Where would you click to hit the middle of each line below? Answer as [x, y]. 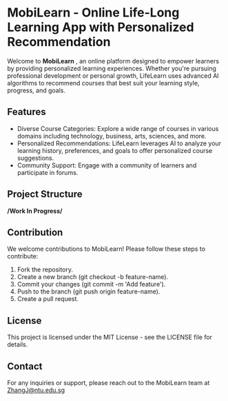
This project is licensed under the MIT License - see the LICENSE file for [110, 337]
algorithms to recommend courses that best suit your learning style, [103, 83]
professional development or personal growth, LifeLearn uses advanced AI [113, 75]
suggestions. [35, 158]
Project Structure [45, 194]
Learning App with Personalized [101, 27]
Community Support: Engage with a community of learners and [107, 165]
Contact [25, 366]
